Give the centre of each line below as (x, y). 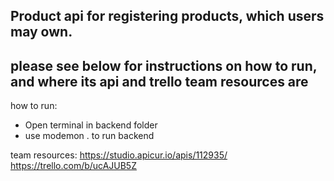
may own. (41, 32)
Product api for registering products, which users (167, 16)
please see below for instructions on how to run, (164, 65)
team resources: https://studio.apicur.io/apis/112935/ (119, 155)
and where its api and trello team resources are (159, 81)
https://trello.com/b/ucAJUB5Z (73, 166)
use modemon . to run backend (89, 136)
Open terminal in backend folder (91, 125)
